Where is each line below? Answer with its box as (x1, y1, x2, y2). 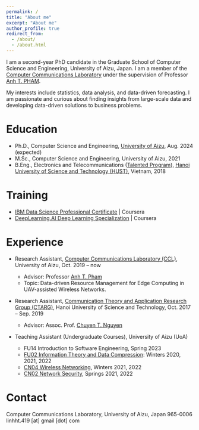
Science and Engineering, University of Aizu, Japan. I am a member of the (6, 64, 187, 72)
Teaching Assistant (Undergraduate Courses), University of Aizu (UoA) (14, 333, 188, 340)
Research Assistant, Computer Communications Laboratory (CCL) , (14, 255, 178, 262)
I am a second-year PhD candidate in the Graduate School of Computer (6, 58, 181, 66)
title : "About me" (6, 14, 52, 20)
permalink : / (6, 8, 39, 15)
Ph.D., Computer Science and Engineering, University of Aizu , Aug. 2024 (14, 142, 193, 149)
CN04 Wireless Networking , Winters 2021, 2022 (23, 363, 142, 370)
